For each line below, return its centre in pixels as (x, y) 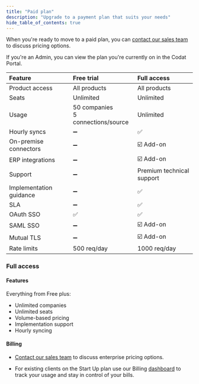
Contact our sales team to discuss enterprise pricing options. (89, 357)
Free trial (86, 78)
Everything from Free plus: (38, 293)
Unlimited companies (41, 305)
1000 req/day (157, 248)
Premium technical (163, 171)
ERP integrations (32, 159)
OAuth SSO (25, 215)
